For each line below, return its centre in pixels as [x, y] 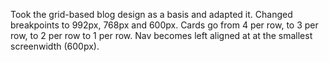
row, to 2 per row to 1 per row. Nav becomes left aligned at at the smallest [161, 35]
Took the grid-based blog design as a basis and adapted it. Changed [151, 14]
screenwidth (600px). [55, 46]
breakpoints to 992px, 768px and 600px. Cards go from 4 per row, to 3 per [164, 25]
